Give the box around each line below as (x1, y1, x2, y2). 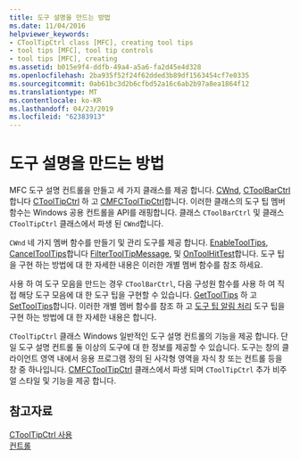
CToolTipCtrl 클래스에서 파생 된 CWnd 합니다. (9, 218, 164, 229)
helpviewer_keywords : (9, 29, 90, 38)
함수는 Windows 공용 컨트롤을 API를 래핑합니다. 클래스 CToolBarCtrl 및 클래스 (9, 207, 285, 218)
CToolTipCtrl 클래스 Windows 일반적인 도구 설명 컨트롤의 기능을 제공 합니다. (9, 331, 279, 341)
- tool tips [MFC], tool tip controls (9, 46, 154, 55)
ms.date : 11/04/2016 (9, 21, 87, 30)
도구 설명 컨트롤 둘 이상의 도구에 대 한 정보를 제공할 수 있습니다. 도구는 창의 (18, 342, 280, 353)
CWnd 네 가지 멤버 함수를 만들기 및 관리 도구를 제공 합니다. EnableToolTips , (9, 237, 269, 248)
